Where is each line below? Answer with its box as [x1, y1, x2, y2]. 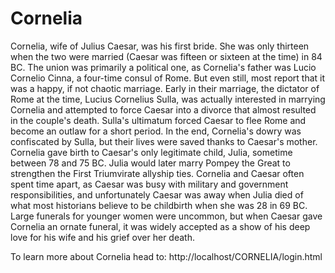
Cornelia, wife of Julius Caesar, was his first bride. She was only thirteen [10, 40, 310, 52]
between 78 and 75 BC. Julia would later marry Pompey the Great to [10, 157, 291, 169]
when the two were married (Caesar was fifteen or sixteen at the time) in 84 [10, 50, 323, 62]
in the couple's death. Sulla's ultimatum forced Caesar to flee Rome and [10, 114, 307, 126]
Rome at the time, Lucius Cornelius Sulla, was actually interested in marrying [10, 93, 326, 105]
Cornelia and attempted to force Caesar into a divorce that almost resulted [10, 103, 317, 116]
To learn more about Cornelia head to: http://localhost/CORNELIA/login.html [10, 250, 323, 262]
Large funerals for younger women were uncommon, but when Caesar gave [10, 210, 323, 222]
